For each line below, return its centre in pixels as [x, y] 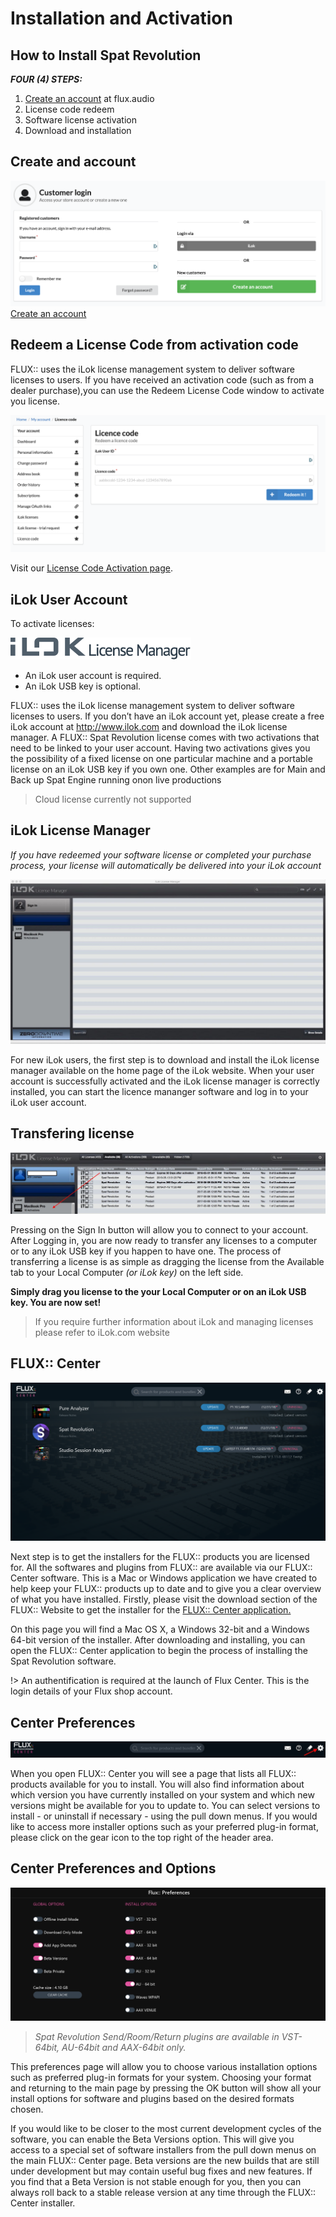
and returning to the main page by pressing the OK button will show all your [166, 2088]
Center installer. [43, 2203]
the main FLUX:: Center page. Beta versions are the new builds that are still [165, 2161]
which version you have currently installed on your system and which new [162, 1795]
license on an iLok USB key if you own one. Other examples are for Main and [168, 769]
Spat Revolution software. [63, 1661]
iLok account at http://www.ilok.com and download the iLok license [149, 726]
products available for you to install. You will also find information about [157, 1784]
